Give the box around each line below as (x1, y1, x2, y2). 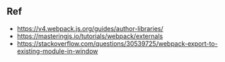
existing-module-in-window (16, 46, 98, 55)
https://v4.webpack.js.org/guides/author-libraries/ (16, 24, 163, 32)
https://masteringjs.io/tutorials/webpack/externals (16, 32, 163, 40)
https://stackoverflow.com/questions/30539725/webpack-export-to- (16, 39, 218, 48)
